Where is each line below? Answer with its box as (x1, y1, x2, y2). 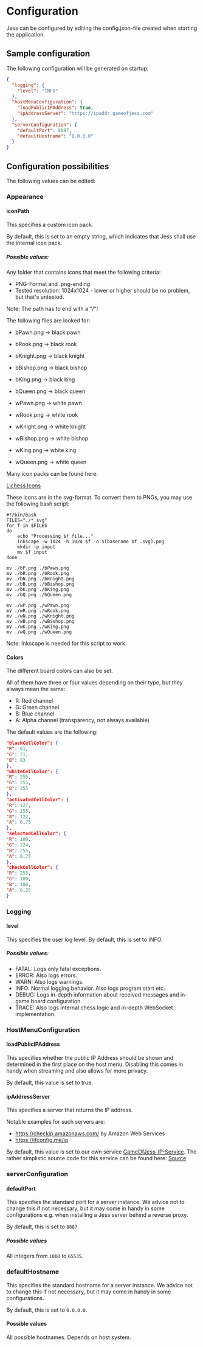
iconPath (6, 207, 30, 215)
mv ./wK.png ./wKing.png (6, 624, 69, 630)
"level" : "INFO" (17, 88, 59, 94)
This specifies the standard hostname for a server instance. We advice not (6, 1281, 193, 1289)
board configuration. (30, 997, 83, 1004)
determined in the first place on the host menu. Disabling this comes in (6, 1060, 184, 1068)
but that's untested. (15, 293, 64, 301)
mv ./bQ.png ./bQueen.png (6, 592, 72, 598)
